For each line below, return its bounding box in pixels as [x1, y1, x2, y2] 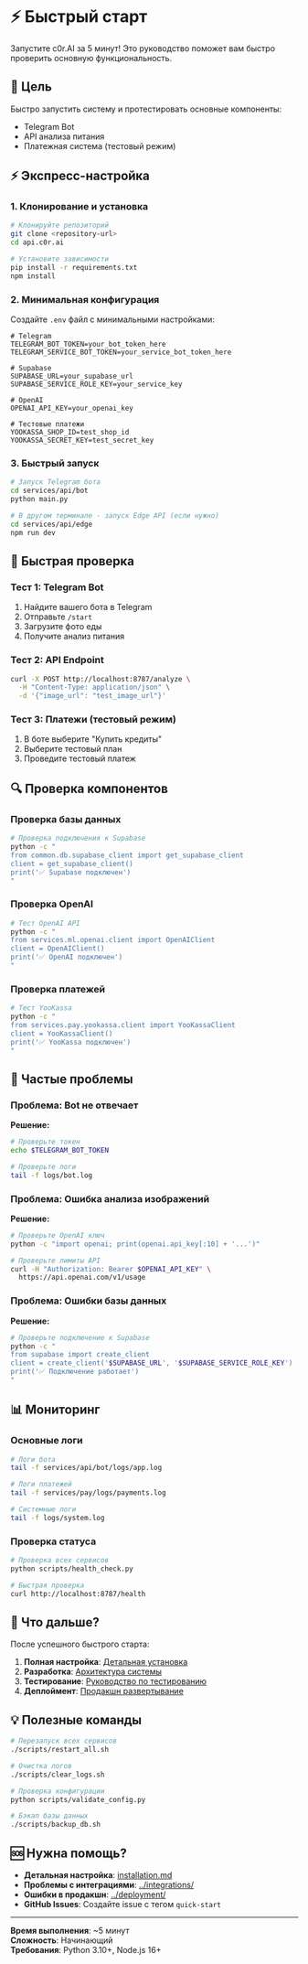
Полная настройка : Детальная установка [23, 1657, 188, 1668]
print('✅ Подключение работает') [10, 1368, 140, 1377]
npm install [10, 271, 56, 281]
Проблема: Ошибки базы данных [10, 1294, 167, 1307]
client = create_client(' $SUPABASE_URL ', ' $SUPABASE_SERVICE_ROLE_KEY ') [10, 1358, 293, 1368]
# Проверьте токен [10, 1137, 80, 1147]
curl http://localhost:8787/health [10, 1589, 146, 1598]
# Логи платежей [10, 1480, 72, 1489]
